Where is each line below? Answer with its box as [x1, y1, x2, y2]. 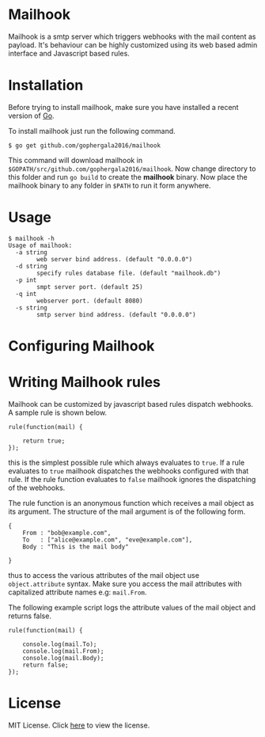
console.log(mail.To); [22, 640, 97, 648]
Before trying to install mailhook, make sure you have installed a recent [8, 102, 239, 112]
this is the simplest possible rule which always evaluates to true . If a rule [8, 458, 245, 467]
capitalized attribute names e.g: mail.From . [8, 587, 147, 597]
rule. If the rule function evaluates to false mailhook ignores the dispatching [8, 474, 256, 484]
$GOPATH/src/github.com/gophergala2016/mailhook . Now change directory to [8, 164, 256, 173]
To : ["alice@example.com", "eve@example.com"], [22, 536, 193, 544]
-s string [15, 303, 47, 312]
